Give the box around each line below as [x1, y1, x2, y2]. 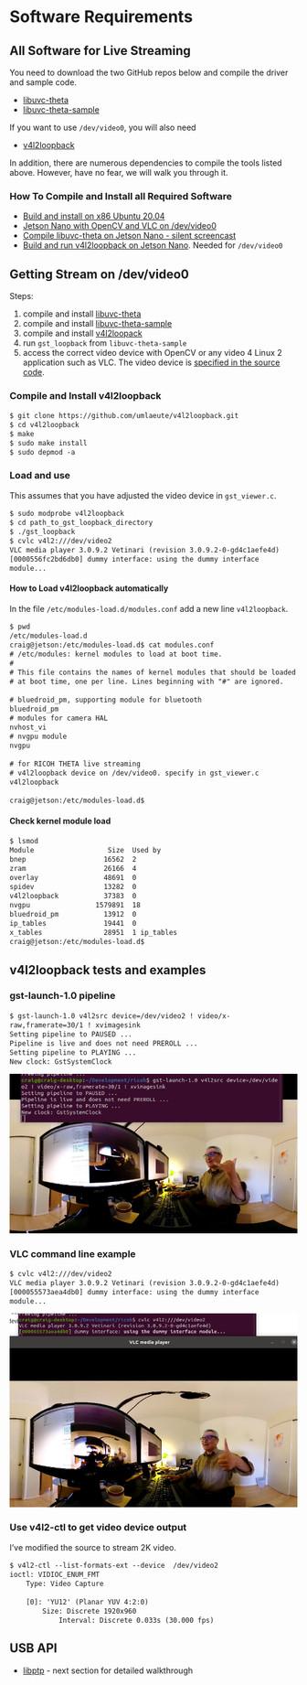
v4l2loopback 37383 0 [9, 892, 137, 901]
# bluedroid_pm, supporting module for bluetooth [9, 695, 203, 704]
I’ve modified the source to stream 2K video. [9, 1541, 176, 1552]
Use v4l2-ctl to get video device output [9, 1521, 187, 1534]
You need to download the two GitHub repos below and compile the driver [9, 67, 289, 78]
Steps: [9, 291, 34, 302]
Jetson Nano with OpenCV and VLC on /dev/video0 [22, 220, 217, 231]
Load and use [9, 469, 71, 482]
